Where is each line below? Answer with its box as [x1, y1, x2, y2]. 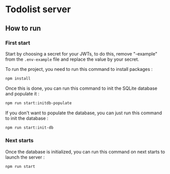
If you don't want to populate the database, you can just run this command [5, 110, 162, 116]
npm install [5, 76, 31, 81]
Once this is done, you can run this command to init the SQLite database [5, 85, 157, 91]
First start [5, 39, 31, 46]
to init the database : [5, 115, 48, 121]
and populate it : [5, 90, 40, 96]
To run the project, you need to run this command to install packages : [5, 66, 153, 72]
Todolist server [5, 4, 71, 15]
